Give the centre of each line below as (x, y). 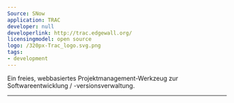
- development (28, 59)
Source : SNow (26, 13)
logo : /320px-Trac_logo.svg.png (54, 46)
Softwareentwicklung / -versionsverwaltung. (71, 85)
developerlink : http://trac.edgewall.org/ (70, 33)
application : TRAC (34, 20)
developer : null (31, 26)
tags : (15, 53)
